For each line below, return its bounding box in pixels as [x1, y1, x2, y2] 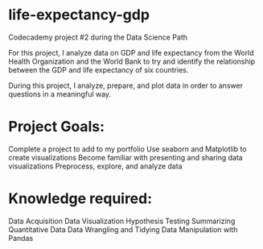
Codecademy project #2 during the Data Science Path [8, 32, 187, 42]
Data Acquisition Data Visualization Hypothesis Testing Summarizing [8, 216, 236, 226]
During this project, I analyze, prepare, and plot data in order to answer [8, 81, 244, 90]
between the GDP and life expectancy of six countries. [8, 64, 189, 74]
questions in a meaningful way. [8, 89, 111, 98]
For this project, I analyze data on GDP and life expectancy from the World [8, 48, 255, 57]
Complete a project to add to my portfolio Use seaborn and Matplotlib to [8, 143, 247, 154]
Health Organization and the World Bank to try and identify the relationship [8, 56, 256, 66]
